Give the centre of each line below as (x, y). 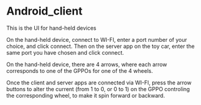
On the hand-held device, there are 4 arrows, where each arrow (87, 64)
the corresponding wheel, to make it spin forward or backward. (86, 95)
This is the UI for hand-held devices (51, 28)
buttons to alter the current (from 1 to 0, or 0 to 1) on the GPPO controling (98, 89)
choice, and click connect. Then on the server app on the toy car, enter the (100, 46)
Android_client (44, 11)
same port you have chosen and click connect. (65, 52)
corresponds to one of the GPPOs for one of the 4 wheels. (80, 70)
